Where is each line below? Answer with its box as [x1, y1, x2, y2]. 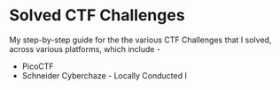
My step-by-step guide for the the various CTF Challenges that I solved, [9, 34, 272, 45]
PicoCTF [21, 61, 55, 71]
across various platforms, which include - [9, 43, 161, 54]
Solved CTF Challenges [9, 5, 185, 26]
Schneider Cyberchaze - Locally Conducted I [21, 70, 188, 80]
